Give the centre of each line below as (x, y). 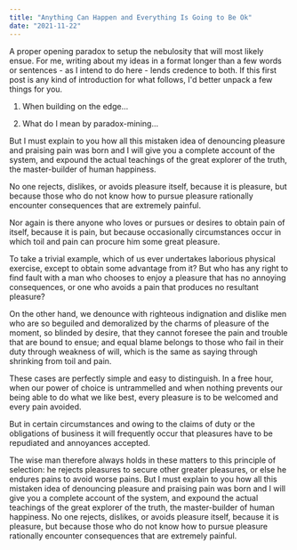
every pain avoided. (45, 407)
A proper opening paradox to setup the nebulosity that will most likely (136, 51)
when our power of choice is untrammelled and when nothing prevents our (146, 387)
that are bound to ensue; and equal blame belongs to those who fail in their (147, 342)
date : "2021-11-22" (45, 26)
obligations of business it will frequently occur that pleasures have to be (141, 433)
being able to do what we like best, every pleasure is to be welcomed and (144, 397)
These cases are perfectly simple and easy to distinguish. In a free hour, (141, 378)
